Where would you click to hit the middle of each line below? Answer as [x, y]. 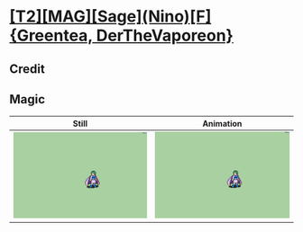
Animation [222, 123]
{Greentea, [51, 36]
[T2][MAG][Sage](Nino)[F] [110, 17]
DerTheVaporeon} [165, 36]
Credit [27, 69]
